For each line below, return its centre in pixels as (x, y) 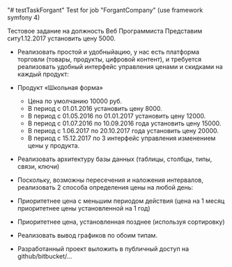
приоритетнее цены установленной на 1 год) (84, 208)
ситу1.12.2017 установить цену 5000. (62, 38)
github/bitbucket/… (45, 256)
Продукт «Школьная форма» (60, 87)
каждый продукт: (43, 74)
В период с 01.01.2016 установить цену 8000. (95, 108)
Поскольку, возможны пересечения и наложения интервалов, (110, 180)
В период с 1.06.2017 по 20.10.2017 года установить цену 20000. (123, 131)
